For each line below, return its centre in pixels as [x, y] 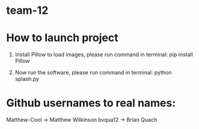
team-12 [27, 10]
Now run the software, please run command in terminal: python [93, 73]
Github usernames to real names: [91, 103]
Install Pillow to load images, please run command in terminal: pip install [104, 55]
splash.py [27, 79]
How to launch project [62, 38]
